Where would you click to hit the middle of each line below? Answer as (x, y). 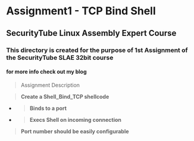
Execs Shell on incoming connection (76, 119)
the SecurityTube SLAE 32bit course (60, 57)
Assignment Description (50, 85)
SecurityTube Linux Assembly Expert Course (91, 33)
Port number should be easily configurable (75, 131)
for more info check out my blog (46, 72)
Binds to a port (48, 108)
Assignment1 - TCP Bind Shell (81, 11)
